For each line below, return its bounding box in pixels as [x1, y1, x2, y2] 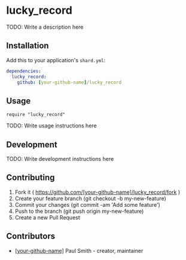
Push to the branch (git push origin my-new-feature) [14, 207, 144, 215]
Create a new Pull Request [14, 213, 81, 221]
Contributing [6, 173, 55, 183]
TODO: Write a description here [6, 23, 84, 30]
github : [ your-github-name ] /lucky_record [17, 79, 121, 85]
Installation [6, 41, 49, 51]
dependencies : [6, 68, 42, 74]
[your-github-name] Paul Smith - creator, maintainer [14, 247, 144, 254]
